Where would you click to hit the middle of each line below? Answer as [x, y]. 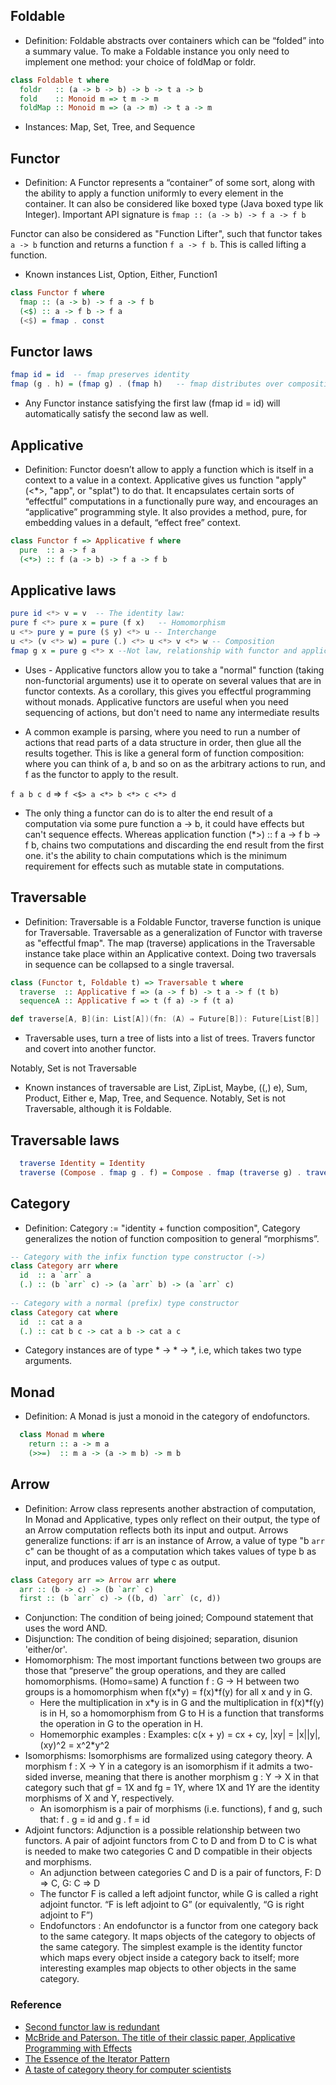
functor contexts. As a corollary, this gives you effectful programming [168, 691]
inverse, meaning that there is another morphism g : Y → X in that [184, 1777]
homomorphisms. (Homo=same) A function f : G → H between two [162, 1681]
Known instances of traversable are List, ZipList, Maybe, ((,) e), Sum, [166, 1088]
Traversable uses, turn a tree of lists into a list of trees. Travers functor [170, 1038]
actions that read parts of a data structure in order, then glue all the [163, 742]
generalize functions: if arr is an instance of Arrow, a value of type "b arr [174, 1540]
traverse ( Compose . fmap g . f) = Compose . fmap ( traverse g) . [160, 1172]
